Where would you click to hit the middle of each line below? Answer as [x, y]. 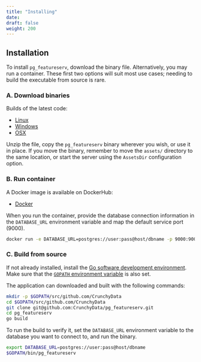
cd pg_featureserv [29, 313]
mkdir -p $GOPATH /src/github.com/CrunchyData [64, 296]
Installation [28, 52]
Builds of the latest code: [37, 108]
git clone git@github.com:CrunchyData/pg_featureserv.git [80, 307]
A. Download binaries [38, 95]
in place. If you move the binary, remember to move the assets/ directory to [100, 151]
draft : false [22, 23]
